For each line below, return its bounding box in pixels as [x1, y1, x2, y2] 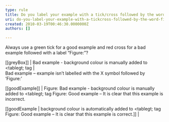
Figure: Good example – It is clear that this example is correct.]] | [5, 111, 139, 117]
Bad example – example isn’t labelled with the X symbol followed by [5, 70, 145, 76]
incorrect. [5, 96, 26, 102]
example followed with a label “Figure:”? [5, 50, 89, 56]
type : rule [5, 7, 28, 13]
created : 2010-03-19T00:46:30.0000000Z [5, 21, 89, 27]
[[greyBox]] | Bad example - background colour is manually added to [5, 59, 147, 66]
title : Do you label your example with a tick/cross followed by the [5, 12, 154, 17]
